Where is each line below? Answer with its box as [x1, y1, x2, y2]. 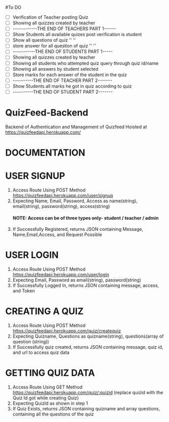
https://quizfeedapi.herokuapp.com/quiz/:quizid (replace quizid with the [12, 389, 163, 396]
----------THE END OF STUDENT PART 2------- [12, 88, 113, 95]
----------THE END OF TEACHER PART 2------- [12, 77, 113, 83]
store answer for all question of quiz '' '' [12, 43, 96, 49]
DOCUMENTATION [5, 147, 85, 158]
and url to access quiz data [12, 349, 70, 355]
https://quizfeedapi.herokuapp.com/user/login [12, 272, 110, 278]
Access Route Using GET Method [12, 384, 83, 390]
